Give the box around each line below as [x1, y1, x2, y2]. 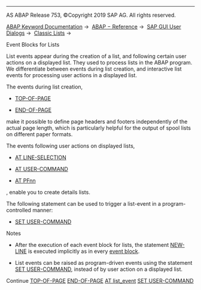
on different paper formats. [6, 131, 73, 138]
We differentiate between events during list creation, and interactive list [6, 65, 182, 72]
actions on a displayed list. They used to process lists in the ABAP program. [6, 59, 193, 66]
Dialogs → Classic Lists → [6, 29, 72, 36]
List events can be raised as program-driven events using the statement [14, 260, 193, 266]
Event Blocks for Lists [6, 41, 60, 48]
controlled [6, 207, 32, 213]
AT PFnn [14, 177, 36, 184]
